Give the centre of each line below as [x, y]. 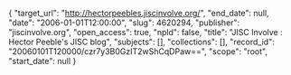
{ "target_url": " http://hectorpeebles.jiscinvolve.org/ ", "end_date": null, [139, 13]
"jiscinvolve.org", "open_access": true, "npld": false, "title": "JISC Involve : [145, 32]
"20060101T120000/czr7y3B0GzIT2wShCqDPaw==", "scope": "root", [138, 52]
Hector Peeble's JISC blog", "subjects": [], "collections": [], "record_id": [141, 42]
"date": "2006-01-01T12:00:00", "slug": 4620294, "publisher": [124, 23]
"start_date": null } [42, 61]
